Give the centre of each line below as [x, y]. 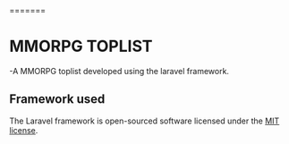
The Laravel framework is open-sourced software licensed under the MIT [144, 121]
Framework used [57, 99]
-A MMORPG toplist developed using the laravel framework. [119, 71]
